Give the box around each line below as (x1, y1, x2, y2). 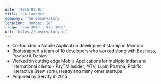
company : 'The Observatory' (5, 16, 62, 21)
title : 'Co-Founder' (5, 12, 47, 16)
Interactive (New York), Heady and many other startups (12, 69, 122, 74)
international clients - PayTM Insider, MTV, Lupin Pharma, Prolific (12, 63, 142, 69)
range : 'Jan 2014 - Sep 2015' (5, 25, 66, 30)
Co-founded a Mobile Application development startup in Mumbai (12, 43, 143, 48)
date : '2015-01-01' (5, 7, 44, 12)
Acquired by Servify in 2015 (12, 73, 68, 79)
